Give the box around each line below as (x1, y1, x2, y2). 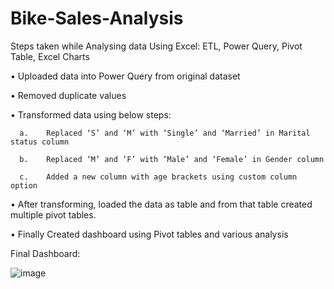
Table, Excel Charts (10, 50, 90, 62)
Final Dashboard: (10, 247, 81, 259)
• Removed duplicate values (10, 89, 127, 101)
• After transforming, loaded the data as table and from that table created (10, 198, 313, 210)
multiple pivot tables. (10, 208, 97, 221)
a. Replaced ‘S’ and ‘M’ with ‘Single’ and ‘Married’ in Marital (19, 128, 311, 138)
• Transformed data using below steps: (10, 108, 172, 121)
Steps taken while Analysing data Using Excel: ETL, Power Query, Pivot (10, 40, 303, 52)
